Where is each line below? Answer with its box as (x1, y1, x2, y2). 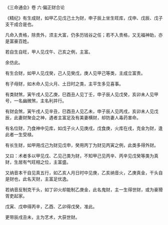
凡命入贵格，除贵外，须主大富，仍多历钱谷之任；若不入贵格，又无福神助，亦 (5, 32, 163, 38)
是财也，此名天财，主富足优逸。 (5, 176, 71, 182)
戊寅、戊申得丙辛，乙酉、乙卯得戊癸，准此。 (5, 203, 97, 209)
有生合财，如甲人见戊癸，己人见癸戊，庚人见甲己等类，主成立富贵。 (5, 70, 145, 76)
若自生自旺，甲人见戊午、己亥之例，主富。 (5, 49, 93, 55)
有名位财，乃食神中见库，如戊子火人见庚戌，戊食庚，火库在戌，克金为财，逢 (5, 125, 163, 131)
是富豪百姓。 (5, 38, 31, 44)
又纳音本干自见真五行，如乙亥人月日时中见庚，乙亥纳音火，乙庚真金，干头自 (5, 170, 163, 175)
